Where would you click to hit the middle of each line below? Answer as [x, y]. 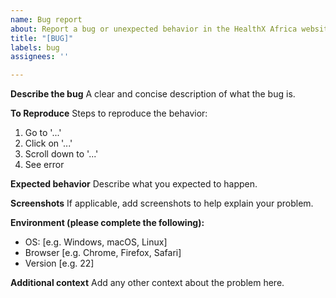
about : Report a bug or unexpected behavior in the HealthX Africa [154, 29]
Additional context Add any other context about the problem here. [147, 283]
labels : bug [35, 47]
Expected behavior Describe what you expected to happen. [134, 184]
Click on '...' [48, 143]
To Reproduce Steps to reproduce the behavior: [109, 113]
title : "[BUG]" [42, 38]
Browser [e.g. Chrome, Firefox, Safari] [103, 253]
